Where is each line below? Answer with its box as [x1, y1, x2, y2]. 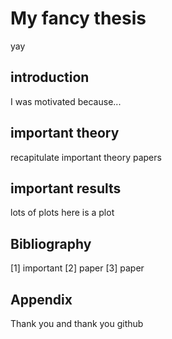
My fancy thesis [10, 7, 147, 30]
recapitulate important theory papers [10, 151, 162, 163]
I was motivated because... [10, 95, 122, 107]
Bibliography [10, 235, 92, 252]
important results [10, 180, 122, 197]
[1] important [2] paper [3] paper [10, 262, 145, 274]
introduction [10, 69, 90, 86]
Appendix [10, 291, 73, 308]
